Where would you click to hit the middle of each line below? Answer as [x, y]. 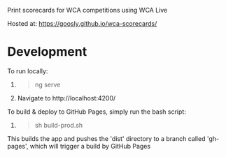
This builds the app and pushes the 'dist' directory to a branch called [106, 138]
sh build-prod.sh [59, 125]
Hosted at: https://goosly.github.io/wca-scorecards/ [82, 23]
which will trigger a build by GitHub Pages [90, 146]
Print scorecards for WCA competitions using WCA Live [87, 10]
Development [47, 52]
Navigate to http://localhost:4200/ [66, 98]
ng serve [48, 84]
